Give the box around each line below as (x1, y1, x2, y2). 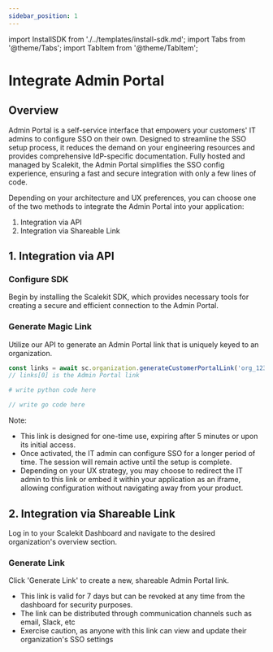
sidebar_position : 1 (8, 11, 79, 20)
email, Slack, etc (19, 617, 76, 627)
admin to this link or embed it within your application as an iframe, (19, 475, 241, 485)
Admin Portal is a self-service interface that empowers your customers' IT (8, 125, 256, 135)
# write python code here (8, 386, 96, 394)
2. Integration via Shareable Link (8, 506, 176, 520)
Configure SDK (8, 273, 69, 285)
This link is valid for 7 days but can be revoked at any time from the (19, 591, 245, 602)
